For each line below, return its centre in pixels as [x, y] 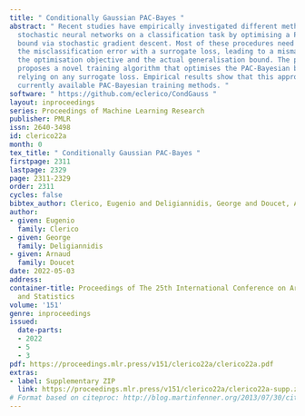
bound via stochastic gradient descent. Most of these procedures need [156, 43]
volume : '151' [36, 305]
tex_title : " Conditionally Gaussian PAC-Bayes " [105, 153]
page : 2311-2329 [40, 178]
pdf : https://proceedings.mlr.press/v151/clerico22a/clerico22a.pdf [142, 364]
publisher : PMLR [40, 119]
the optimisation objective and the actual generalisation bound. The [154, 60]
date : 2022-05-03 [42, 272]
